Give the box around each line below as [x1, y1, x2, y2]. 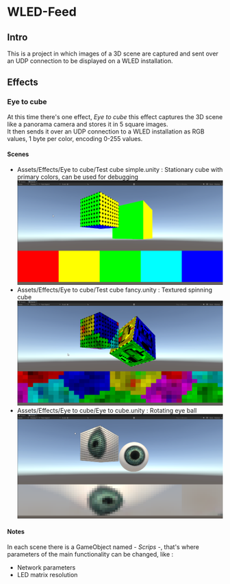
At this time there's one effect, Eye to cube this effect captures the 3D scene [7, 112, 223, 120]
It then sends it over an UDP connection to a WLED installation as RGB [7, 127, 205, 136]
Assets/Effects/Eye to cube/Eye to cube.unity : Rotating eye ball [16, 406, 197, 414]
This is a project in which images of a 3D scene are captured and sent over [7, 49, 219, 58]
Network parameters [16, 563, 76, 572]
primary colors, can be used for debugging [16, 173, 138, 181]
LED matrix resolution [16, 571, 78, 579]
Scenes [7, 150, 29, 158]
